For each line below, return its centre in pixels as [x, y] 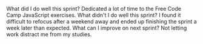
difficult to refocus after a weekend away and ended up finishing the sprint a [101, 21]
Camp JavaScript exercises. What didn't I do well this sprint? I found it [94, 15]
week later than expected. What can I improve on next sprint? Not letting [97, 28]
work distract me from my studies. [49, 34]
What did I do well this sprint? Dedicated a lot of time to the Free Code [94, 9]
